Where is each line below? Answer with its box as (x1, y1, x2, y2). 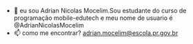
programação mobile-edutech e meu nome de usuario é (13, 14, 173, 22)
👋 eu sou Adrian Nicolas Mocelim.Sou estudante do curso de (13, 7, 187, 14)
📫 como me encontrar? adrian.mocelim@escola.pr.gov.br (13, 29, 179, 37)
